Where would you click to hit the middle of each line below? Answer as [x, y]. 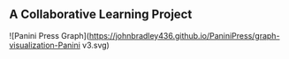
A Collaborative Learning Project [101, 15]
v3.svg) [96, 45]
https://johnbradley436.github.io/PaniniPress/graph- [184, 35]
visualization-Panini [45, 45]
